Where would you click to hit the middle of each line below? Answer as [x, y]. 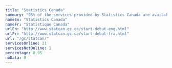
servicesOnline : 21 [26, 43]
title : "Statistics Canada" [35, 10]
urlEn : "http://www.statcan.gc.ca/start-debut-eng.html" [67, 29]
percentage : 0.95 [24, 53]
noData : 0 [16, 58]
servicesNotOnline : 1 [28, 48]
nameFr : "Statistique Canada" [38, 24]
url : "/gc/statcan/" [27, 39]
